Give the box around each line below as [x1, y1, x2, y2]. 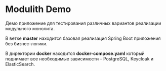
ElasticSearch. [5, 61, 35, 67]
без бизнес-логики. [5, 40, 48, 46]
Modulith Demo [5, 4, 71, 15]
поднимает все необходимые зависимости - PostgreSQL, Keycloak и [5, 55, 154, 61]
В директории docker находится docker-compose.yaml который [5, 50, 145, 56]
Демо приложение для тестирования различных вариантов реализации [5, 20, 161, 26]
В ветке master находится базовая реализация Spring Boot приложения [5, 35, 161, 41]
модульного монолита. [5, 25, 55, 31]
